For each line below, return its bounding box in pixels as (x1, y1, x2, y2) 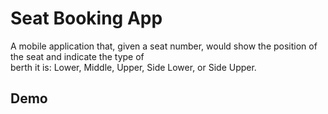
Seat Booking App (10, 7, 163, 30)
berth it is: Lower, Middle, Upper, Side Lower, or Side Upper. (10, 61, 257, 73)
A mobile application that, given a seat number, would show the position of (10, 40, 318, 52)
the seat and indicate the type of (10, 50, 145, 62)
